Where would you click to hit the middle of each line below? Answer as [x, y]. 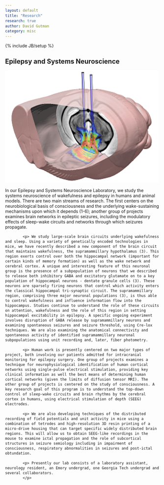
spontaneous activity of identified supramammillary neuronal [70, 335]
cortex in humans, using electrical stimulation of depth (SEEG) [73, 399]
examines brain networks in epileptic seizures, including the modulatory [78, 216]
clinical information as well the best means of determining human [76, 374]
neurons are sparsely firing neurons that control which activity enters [82, 286]
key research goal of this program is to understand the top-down [74, 389]
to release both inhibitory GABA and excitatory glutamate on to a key [80, 276]
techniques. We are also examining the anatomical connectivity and [77, 330]
